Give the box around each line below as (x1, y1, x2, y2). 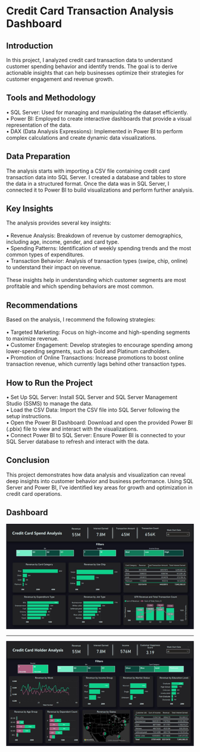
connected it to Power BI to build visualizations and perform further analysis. (6, 186, 194, 194)
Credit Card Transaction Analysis (6, 4, 174, 18)
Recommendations (6, 300, 78, 310)
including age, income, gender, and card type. (6, 238, 119, 245)
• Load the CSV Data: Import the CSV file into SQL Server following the (6, 406, 180, 413)
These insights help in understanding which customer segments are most (6, 277, 186, 284)
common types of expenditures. (6, 251, 85, 258)
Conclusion (6, 455, 50, 465)
